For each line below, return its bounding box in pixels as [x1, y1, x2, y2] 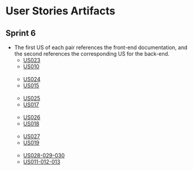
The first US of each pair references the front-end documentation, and [14, 44, 188, 51]
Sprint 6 [5, 28, 36, 38]
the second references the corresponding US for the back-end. [14, 50, 170, 57]
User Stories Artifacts [5, 4, 116, 18]
